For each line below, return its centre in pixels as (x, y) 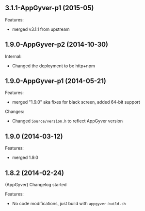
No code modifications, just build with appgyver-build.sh (69, 204)
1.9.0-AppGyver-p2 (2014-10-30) (56, 45)
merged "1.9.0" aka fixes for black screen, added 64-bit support (76, 102)
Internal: (13, 56)
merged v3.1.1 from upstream (41, 29)
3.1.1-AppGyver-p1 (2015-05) (49, 8)
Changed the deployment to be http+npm (54, 66)
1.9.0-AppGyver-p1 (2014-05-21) (56, 81)
